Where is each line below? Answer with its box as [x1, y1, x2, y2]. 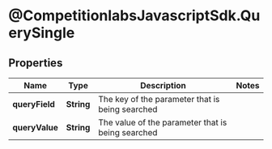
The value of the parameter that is [98, 117, 227, 128]
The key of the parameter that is [98, 94, 220, 104]
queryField [12, 99, 55, 109]
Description [140, 80, 186, 91]
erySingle [8, 23, 75, 42]
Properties [8, 56, 63, 70]
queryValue [12, 122, 59, 133]
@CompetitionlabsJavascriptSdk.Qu [8, 6, 261, 25]
